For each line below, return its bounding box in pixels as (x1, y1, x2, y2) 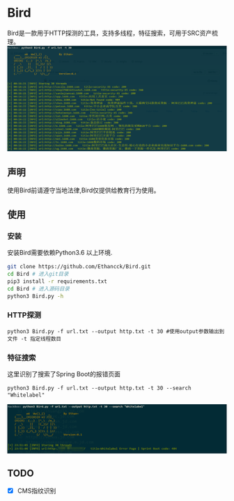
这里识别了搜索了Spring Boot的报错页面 (7, 370, 120, 378)
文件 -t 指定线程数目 (7, 335, 61, 342)
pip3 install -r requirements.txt (7, 277, 108, 285)
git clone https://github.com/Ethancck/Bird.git (7, 263, 151, 270)
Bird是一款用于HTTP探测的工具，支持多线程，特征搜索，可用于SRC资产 (7, 29, 212, 37)
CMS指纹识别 (17, 486, 56, 495)
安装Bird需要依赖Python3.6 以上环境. (7, 249, 113, 257)
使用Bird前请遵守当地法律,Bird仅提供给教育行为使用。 (7, 186, 160, 194)
